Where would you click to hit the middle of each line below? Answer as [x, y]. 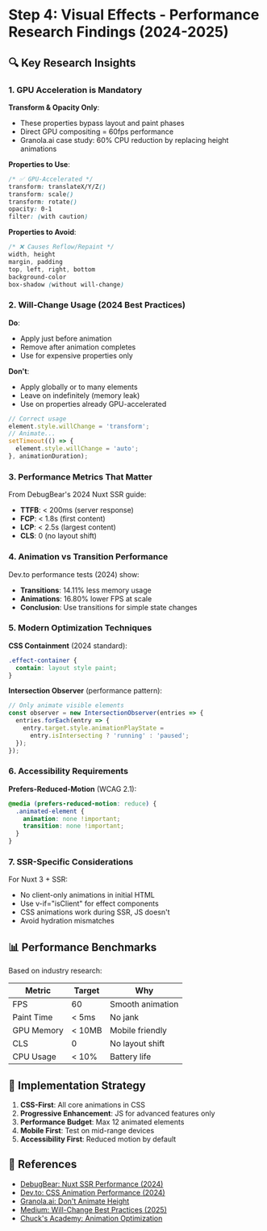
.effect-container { [43, 660]
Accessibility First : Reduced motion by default [98, 1139]
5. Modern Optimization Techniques [80, 628]
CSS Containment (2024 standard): [68, 645]
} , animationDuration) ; [48, 456]
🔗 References [43, 1164]
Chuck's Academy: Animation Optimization [91, 1218]
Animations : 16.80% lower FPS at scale [86, 598]
